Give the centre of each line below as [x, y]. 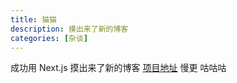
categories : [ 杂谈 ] [49, 38]
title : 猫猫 [33, 19]
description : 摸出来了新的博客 [69, 29]
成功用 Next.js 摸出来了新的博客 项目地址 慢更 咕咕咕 [118, 68]
